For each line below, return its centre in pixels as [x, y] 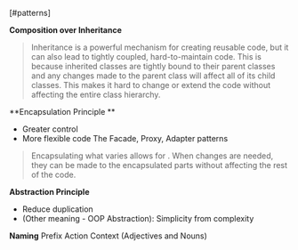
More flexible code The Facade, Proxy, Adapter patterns [125, 138]
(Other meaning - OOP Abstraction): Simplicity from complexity [138, 218]
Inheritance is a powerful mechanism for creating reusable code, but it [160, 47]
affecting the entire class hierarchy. [96, 94]
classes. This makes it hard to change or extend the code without [151, 85]
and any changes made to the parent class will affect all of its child [153, 76]
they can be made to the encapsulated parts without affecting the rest [159, 165]
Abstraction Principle [49, 192]
